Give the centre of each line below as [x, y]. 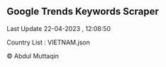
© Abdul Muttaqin [33, 56]
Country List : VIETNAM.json [48, 42]
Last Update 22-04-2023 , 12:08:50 [59, 28]
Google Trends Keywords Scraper [83, 12]
